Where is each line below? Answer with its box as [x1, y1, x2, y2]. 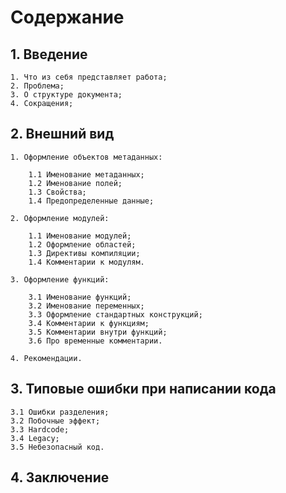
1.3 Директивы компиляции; [28, 248, 141, 258]
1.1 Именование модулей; [28, 231, 132, 241]
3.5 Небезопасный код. [10, 442, 105, 452]
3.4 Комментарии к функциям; [28, 318, 150, 328]
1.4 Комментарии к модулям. [28, 257, 145, 267]
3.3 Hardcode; [10, 424, 70, 435]
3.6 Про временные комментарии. [28, 336, 163, 346]
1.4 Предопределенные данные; [28, 196, 155, 206]
